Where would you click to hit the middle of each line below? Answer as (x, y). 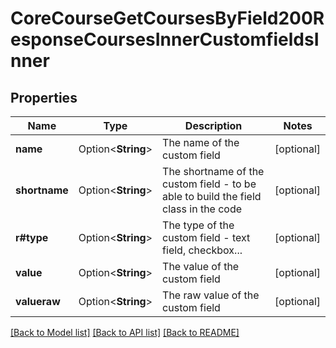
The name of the (201, 142)
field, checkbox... (202, 250)
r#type (32, 237)
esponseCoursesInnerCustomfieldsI (165, 39)
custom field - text (206, 237)
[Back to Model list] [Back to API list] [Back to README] (125, 332)
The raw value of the (211, 295)
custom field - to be (209, 184)
